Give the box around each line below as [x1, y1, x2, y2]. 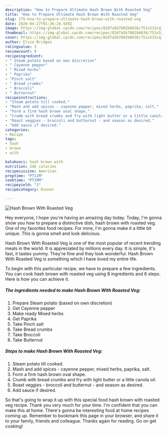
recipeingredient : [5, 53, 43, 59]
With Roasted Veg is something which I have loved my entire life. [5, 256, 138, 262]
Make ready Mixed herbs [12, 310, 64, 316]
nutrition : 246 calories [5, 164, 57, 169]
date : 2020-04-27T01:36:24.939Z [5, 21, 72, 26]
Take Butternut [12, 337, 43, 343]
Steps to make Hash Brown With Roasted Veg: [5, 348, 103, 354]
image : [5, 26, 19, 31]
